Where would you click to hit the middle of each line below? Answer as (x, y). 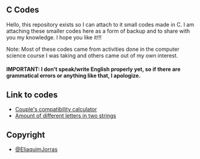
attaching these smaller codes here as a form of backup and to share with (98, 31)
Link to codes (32, 95)
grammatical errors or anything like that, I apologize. (73, 76)
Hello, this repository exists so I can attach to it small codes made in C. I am (100, 24)
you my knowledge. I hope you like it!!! (54, 37)
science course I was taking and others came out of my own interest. (92, 55)
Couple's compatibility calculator (56, 109)
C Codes (23, 10)
